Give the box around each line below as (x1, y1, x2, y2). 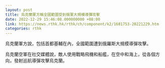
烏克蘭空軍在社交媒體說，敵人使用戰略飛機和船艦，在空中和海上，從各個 (5, 51, 155, 57)
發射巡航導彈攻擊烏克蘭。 (14, 57, 67, 63)
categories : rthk (5, 26, 42, 31)
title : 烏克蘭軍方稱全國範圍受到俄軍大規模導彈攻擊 (5, 12, 100, 17)
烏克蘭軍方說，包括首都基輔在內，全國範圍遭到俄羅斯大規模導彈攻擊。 (5, 41, 151, 47)
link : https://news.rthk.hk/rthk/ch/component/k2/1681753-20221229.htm (5, 21, 159, 27)
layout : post (5, 7, 33, 13)
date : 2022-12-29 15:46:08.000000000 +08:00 (5, 17, 100, 22)
